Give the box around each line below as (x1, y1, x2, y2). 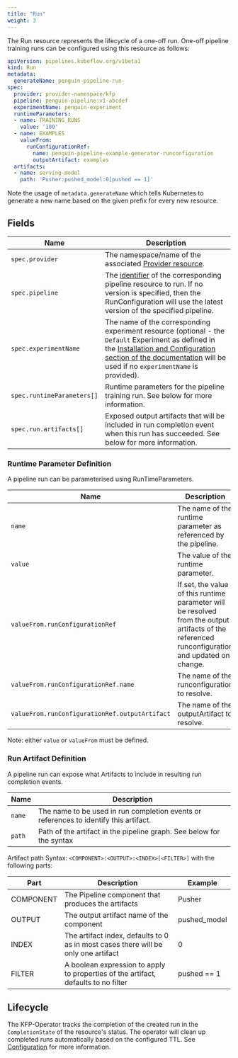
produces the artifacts (64, 899, 138, 909)
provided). (105, 370, 140, 380)
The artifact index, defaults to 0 (64, 931, 169, 940)
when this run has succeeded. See (105, 428, 220, 438)
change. (177, 659, 205, 669)
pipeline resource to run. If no (105, 279, 203, 289)
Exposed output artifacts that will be (105, 411, 225, 421)
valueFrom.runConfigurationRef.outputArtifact (11, 710, 171, 718)
